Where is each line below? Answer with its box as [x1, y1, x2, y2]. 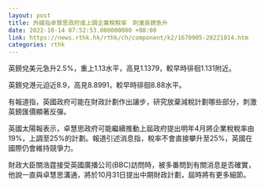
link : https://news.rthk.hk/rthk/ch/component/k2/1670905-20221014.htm [8, 33, 248, 42]
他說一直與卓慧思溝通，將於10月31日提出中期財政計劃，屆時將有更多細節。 [8, 170, 251, 180]
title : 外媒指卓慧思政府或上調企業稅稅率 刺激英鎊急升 [8, 19, 168, 27]
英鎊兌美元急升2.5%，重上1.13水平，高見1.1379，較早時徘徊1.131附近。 [8, 64, 237, 73]
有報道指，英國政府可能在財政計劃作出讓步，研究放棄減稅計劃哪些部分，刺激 [8, 97, 257, 107]
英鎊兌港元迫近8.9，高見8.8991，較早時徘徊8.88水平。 [8, 80, 187, 90]
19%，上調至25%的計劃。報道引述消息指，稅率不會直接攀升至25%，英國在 [8, 133, 253, 143]
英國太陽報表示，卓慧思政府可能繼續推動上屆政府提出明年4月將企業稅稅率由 [8, 124, 255, 133]
